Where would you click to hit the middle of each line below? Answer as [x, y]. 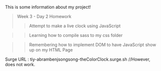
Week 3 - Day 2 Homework [44, 16]
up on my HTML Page [51, 50]
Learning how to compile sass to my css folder [76, 35]
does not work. [20, 64]
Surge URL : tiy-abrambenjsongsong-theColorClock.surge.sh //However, [78, 59]
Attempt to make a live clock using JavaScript [75, 26]
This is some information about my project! [48, 7]
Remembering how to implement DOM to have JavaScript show [93, 45]
